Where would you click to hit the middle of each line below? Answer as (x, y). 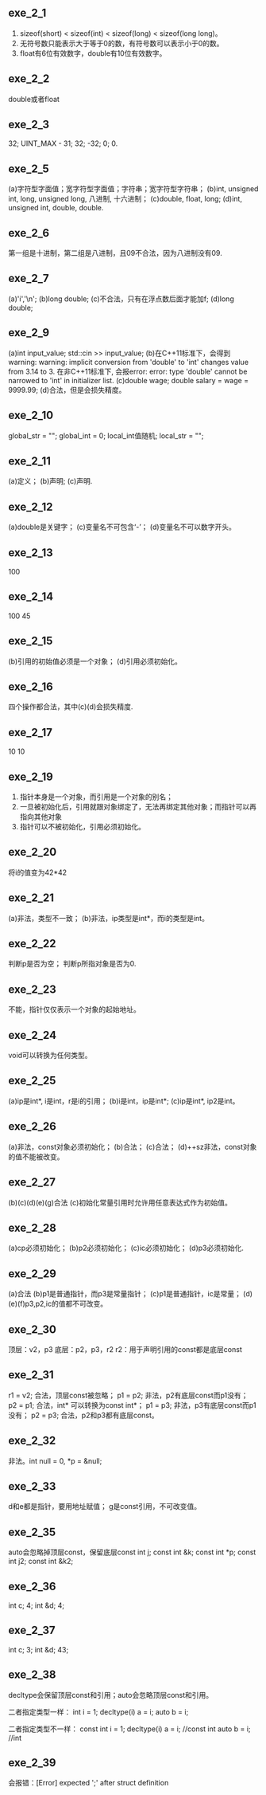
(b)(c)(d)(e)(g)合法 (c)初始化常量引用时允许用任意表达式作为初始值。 (120, 1202)
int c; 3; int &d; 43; (39, 1649)
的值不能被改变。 (36, 1156)
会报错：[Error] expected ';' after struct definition (89, 1783)
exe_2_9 (29, 333)
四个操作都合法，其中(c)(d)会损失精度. (71, 707)
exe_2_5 (29, 169)
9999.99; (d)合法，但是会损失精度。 (67, 390)
